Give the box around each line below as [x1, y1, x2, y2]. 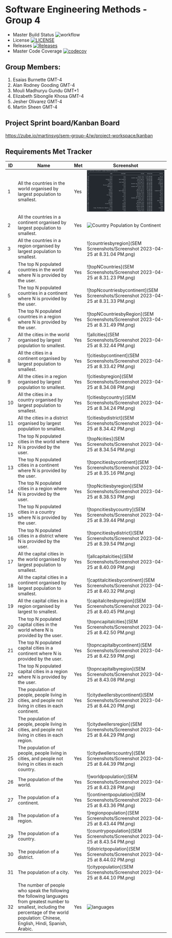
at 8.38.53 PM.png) [94, 494, 136, 500]
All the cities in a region [17, 373, 67, 379]
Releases [12, 42, 32, 48]
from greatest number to [17, 898, 70, 905]
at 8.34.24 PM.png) [94, 405, 136, 411]
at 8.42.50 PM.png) [94, 629, 136, 636]
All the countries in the [17, 180, 66, 186]
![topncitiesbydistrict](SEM [87, 530, 144, 536]
